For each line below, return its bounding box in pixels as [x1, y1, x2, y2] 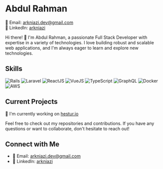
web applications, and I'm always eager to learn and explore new [5, 45, 139, 51]
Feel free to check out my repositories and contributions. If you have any [5, 120, 155, 126]
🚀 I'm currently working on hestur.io [5, 110, 79, 117]
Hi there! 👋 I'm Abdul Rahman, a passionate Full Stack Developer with [5, 34, 148, 40]
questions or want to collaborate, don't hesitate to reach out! [5, 125, 130, 132]
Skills [5, 65, 22, 73]
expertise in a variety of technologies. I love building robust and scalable [5, 39, 155, 45]
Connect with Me [5, 140, 60, 148]
